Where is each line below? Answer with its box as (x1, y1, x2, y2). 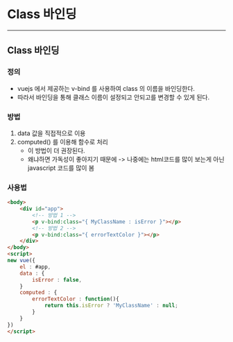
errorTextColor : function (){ (32, 296, 119, 302)
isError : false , (32, 276, 82, 283)
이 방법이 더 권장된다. (27, 146, 85, 155)
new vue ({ (7, 257, 36, 264)
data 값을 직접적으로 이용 (17, 129, 86, 137)
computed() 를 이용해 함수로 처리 (17, 137, 109, 146)
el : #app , (19, 263, 51, 271)
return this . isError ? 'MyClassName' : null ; (44, 302, 178, 309)
